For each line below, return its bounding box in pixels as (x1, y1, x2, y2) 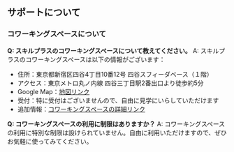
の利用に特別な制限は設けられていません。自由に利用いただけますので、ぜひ (7, 128, 227, 137)
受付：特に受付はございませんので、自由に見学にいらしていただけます (17, 96, 219, 105)
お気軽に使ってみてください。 (7, 137, 93, 145)
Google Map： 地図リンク (17, 87, 90, 96)
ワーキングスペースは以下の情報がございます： (31, 55, 166, 63)
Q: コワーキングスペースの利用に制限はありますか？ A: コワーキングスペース (7, 119, 226, 128)
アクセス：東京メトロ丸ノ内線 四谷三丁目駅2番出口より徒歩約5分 (17, 79, 204, 87)
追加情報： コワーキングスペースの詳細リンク (17, 105, 145, 113)
